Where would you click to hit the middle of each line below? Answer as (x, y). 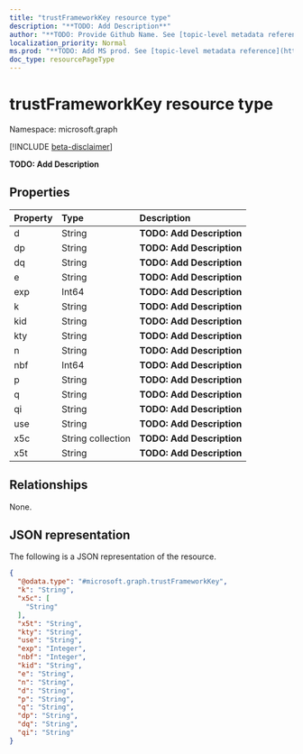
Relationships (49, 485)
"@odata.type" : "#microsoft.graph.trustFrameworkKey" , (123, 582)
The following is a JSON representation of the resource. (113, 556)
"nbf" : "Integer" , (52, 657)
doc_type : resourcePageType (62, 60)
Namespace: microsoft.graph (64, 129)
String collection (96, 438)
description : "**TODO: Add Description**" (90, 26)
